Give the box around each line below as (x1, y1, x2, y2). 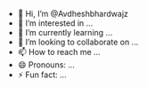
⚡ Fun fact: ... (17, 69, 67, 80)
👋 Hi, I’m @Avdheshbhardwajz (17, 9, 129, 19)
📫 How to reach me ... (17, 47, 101, 57)
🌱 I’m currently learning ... (17, 28, 113, 37)
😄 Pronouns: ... (17, 59, 76, 70)
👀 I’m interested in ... (17, 18, 94, 28)
